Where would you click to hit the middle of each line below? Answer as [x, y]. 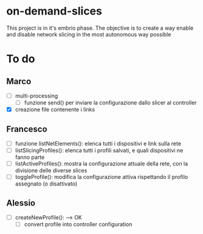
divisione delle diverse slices [51, 170]
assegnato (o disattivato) [46, 184]
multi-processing [36, 96]
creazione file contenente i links [55, 110]
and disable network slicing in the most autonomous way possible [89, 34]
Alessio [21, 203]
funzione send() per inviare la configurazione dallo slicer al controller [110, 102]
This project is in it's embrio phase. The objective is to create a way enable [100, 28]
